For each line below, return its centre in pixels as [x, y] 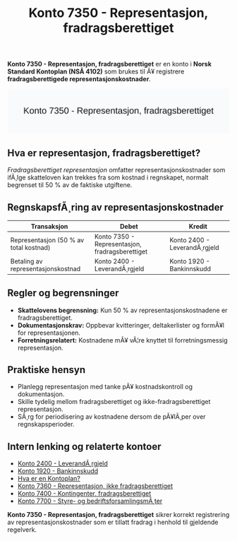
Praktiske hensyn [47, 370]
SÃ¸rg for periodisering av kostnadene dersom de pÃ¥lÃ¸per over [111, 417]
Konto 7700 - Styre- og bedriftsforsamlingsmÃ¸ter [90, 501]
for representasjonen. [49, 333]
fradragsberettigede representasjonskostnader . [79, 79]
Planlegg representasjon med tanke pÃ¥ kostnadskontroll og [105, 387]
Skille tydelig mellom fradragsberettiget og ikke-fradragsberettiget [114, 402]
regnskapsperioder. [46, 424]
